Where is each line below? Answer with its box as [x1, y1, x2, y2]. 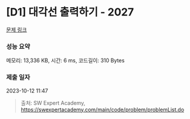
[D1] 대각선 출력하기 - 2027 [6, 5, 134, 19]
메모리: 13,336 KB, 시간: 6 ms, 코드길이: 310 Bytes [6, 57, 125, 64]
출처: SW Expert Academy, [20, 99, 85, 107]
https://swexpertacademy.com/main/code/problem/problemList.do [20, 106, 185, 113]
